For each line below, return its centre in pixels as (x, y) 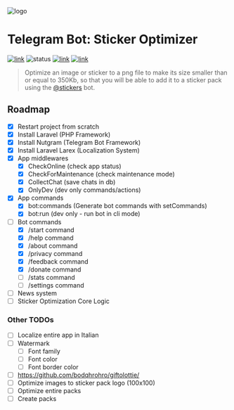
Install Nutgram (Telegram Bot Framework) (79, 142)
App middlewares (43, 158)
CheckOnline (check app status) (74, 166)
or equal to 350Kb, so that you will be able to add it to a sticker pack (123, 79)
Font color (43, 359)
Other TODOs (31, 320)
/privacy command (55, 253)
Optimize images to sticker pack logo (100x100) (86, 383)
